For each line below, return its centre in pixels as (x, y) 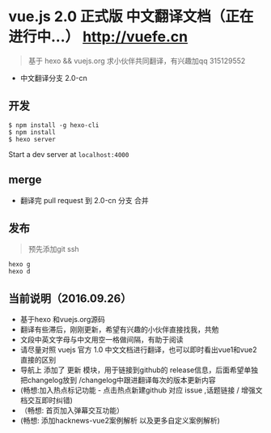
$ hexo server (32, 139)
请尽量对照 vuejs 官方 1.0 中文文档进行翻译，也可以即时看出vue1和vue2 (138, 350)
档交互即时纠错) (46, 401)
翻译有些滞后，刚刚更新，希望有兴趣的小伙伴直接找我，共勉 (119, 329)
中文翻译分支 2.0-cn (53, 78)
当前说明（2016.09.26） (70, 298)
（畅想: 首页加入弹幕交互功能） (72, 410)
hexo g (19, 265)
